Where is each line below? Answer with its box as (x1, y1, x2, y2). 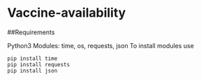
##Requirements (7, 28, 55, 36)
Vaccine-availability (7, 5, 126, 21)
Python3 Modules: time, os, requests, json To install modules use (7, 41, 194, 50)
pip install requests (7, 61, 70, 68)
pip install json (7, 67, 58, 74)
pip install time (7, 54, 58, 62)
